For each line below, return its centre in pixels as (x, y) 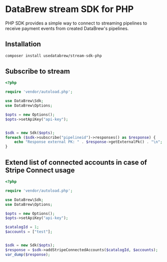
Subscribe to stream (38, 71)
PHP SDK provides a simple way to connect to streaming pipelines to (76, 23)
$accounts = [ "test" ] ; (29, 232)
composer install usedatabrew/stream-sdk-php (53, 56)
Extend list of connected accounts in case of (76, 162)
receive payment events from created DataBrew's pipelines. (67, 28)
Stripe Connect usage (40, 170)
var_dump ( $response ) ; (28, 254)
